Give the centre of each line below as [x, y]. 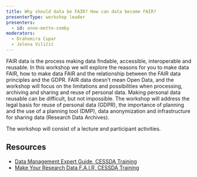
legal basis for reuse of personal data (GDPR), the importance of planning [95, 105]
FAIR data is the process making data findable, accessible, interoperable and [99, 61]
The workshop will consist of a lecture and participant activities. [84, 128]
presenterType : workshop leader [46, 17]
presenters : [21, 22]
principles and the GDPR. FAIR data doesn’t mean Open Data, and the [90, 79]
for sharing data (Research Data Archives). [58, 117]
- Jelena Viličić [33, 45]
